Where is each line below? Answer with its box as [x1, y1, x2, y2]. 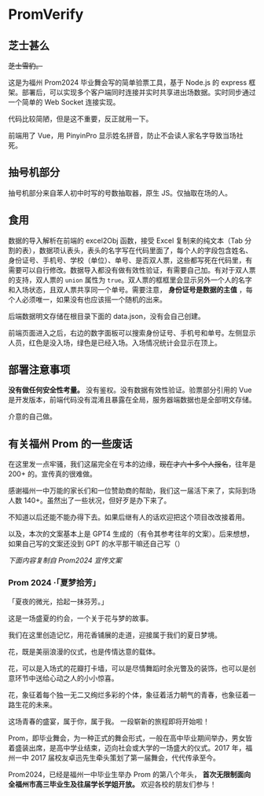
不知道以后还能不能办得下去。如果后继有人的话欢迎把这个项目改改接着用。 [8, 512, 249, 522]
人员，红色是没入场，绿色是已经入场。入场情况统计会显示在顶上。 [8, 338, 222, 347]
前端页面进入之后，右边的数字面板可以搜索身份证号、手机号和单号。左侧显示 [8, 328, 256, 337]
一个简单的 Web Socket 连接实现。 [8, 97, 120, 107]
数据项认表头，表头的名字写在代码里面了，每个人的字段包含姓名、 [38, 245, 253, 255]
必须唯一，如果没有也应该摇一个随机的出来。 [21, 295, 167, 304]
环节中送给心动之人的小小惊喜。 [14, 673, 119, 683]
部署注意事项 [8, 363, 71, 376]
